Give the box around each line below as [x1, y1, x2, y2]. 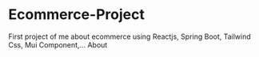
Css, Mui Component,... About [8, 40, 108, 49]
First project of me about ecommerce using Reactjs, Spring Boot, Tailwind [8, 32, 252, 41]
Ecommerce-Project [8, 6, 145, 24]
